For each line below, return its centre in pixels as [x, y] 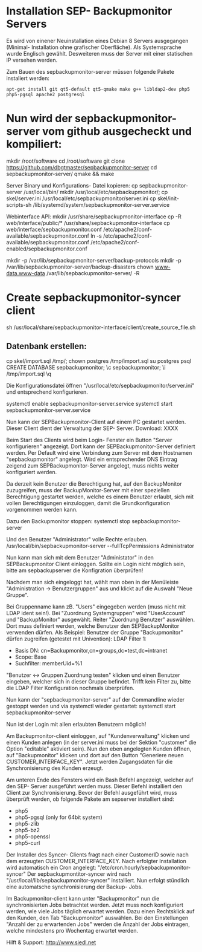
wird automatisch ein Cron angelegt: [51, 867]
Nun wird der [39, 119]
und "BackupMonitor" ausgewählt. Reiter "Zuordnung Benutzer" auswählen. [101, 619]
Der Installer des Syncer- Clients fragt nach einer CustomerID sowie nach [97, 855]
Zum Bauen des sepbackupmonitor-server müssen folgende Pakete [90, 71]
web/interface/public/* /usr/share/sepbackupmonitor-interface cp [88, 223]
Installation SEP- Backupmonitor [89, 11]
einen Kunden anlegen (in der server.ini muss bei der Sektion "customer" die [101, 742]
